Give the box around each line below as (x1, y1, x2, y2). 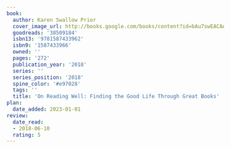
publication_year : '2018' (12, 61, 88, 68)
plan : (6, 100, 22, 106)
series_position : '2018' (12, 73, 84, 81)
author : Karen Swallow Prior (12, 16, 97, 23)
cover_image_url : (12, 23, 63, 30)
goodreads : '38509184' (12, 29, 78, 36)
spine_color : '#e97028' (12, 80, 81, 87)
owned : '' (12, 49, 41, 56)
